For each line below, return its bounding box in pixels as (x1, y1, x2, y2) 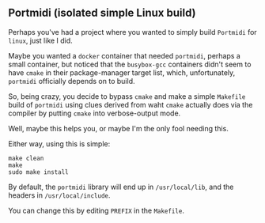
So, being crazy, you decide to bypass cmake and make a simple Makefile (8, 91, 246, 101)
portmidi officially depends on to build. (8, 76, 135, 85)
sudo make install (8, 168, 69, 176)
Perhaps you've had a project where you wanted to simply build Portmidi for (8, 27, 257, 36)
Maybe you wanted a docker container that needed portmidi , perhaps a (8, 51, 241, 60)
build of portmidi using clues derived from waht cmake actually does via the (8, 100, 253, 109)
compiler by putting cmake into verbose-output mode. (8, 108, 181, 118)
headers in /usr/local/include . (8, 190, 111, 200)
